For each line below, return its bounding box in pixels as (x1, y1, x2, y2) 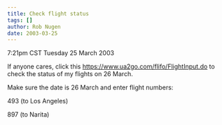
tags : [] (7, 17, 33, 24)
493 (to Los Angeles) (7, 97, 69, 105)
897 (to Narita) (7, 110, 50, 119)
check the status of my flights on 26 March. (7, 70, 133, 78)
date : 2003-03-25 (7, 29, 58, 37)
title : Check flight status (7, 10, 90, 17)
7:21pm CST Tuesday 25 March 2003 (7, 49, 114, 57)
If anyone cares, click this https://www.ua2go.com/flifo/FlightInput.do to (7, 62, 215, 71)
